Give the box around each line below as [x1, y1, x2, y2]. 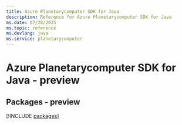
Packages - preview [6, 97, 80, 107]
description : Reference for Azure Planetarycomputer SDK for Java [6, 14, 172, 20]
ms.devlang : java [6, 31, 49, 36]
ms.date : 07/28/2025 [6, 19, 57, 25]
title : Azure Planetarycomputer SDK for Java [6, 8, 119, 15]
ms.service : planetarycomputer [6, 36, 83, 42]
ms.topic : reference [6, 25, 57, 31]
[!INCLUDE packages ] [6, 113, 59, 119]
